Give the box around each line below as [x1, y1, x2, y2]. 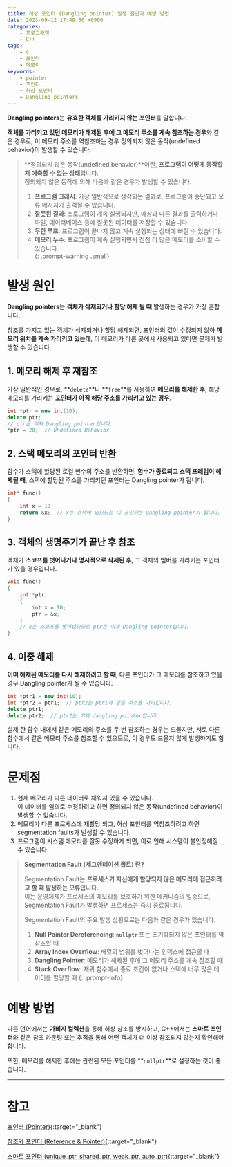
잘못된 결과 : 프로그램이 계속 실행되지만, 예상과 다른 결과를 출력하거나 [34, 210, 219, 218]
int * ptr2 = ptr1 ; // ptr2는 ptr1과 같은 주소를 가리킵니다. [7, 699, 173, 706]
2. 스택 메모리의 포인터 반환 [7, 448, 117, 459]
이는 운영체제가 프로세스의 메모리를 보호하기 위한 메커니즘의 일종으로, [23, 892, 211, 901]
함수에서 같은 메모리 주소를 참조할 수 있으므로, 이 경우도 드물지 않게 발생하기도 [7, 734, 217, 742]
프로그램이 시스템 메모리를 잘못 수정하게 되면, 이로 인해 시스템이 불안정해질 [17, 837, 219, 845]
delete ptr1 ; [7, 706, 45, 713]
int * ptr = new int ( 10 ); [7, 407, 79, 414]
